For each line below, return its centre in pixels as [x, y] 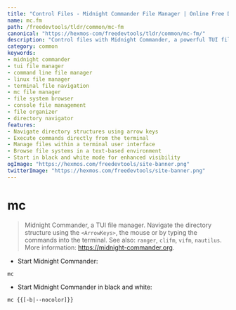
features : [22, 125]
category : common [33, 46]
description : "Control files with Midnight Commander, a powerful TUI [113, 40]
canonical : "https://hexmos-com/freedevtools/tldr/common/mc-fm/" [106, 33]
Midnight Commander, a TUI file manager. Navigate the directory [118, 225]
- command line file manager [50, 72]
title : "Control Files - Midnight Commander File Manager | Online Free [116, 14]
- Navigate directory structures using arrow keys [83, 131]
